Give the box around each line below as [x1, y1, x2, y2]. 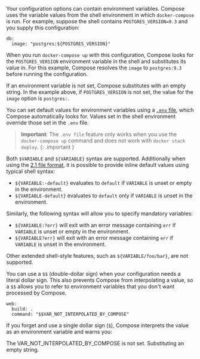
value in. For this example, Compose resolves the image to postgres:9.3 [6, 64, 182, 71]
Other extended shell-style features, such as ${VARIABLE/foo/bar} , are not [6, 252, 189, 259]
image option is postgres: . [6, 95, 70, 102]
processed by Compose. [6, 290, 67, 296]
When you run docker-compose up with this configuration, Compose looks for [6, 51, 194, 59]
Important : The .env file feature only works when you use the [20, 131, 177, 138]
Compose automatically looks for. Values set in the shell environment [6, 113, 176, 120]
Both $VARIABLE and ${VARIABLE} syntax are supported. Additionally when [6, 155, 186, 162]
